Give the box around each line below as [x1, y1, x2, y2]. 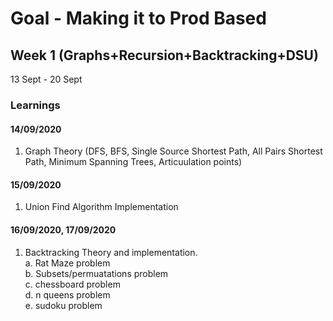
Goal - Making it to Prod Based [10, 7, 267, 30]
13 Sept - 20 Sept [10, 73, 83, 85]
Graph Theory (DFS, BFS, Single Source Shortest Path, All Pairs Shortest [24, 145, 323, 157]
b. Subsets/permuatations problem [24, 267, 169, 279]
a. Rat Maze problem [24, 257, 111, 269]
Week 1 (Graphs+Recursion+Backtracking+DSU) [10, 47, 319, 64]
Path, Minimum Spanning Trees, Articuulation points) [24, 156, 243, 168]
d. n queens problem [24, 288, 111, 301]
